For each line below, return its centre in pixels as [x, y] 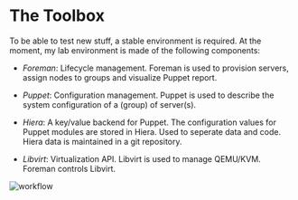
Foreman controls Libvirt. [69, 168]
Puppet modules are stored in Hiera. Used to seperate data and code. [152, 131]
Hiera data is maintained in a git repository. [102, 141]
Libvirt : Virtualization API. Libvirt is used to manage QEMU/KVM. [142, 158]
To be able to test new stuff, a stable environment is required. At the [135, 41]
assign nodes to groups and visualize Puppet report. [120, 77]
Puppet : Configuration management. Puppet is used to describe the [148, 95]
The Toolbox [57, 16]
